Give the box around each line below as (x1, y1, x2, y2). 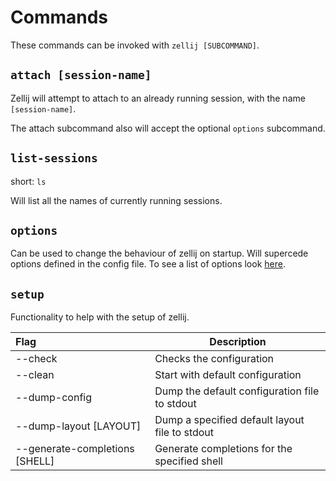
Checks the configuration (154, 352, 275, 366)
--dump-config (15, 391, 92, 405)
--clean (15, 368, 55, 382)
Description (209, 335, 267, 349)
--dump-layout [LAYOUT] (15, 419, 142, 433)
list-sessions (10, 151, 98, 166)
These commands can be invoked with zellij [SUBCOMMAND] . (10, 39, 260, 51)
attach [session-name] (10, 68, 152, 83)
